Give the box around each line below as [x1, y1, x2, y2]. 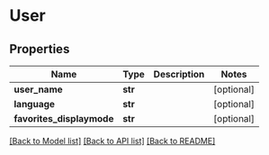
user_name [13, 83, 63, 96]
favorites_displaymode [13, 113, 114, 124]
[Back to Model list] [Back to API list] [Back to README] [9, 136, 216, 146]
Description [153, 68, 205, 80]
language [13, 98, 56, 110]
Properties [9, 41, 70, 57]
